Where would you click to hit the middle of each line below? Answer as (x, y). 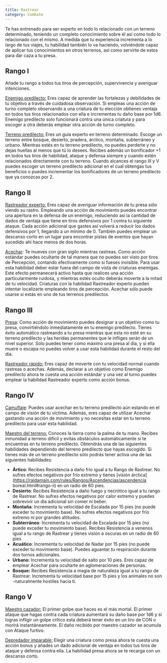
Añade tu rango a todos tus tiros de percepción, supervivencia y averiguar (82, 83)
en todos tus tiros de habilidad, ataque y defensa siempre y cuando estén (81, 156)
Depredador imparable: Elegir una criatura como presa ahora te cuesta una (82, 640)
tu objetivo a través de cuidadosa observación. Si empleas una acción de (80, 104)
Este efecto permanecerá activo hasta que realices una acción (69, 273)
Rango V (19, 597)
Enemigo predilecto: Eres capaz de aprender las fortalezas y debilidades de (83, 98)
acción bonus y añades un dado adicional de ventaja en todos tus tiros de (81, 645)
